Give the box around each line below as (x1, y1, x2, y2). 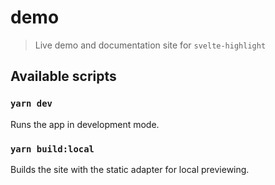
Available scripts (10, 68, 117, 85)
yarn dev (10, 98, 53, 110)
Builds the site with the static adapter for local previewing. (10, 163, 250, 175)
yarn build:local (10, 143, 95, 155)
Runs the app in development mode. (10, 118, 160, 130)
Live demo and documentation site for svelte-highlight (34, 39, 267, 51)
